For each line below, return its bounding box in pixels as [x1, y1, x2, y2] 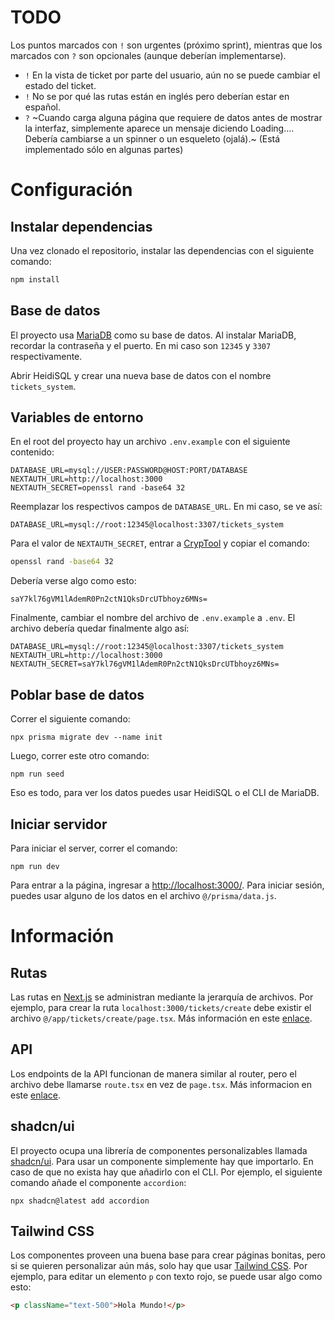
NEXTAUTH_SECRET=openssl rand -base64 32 [10, 483, 186, 493]
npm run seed [10, 769, 65, 780]
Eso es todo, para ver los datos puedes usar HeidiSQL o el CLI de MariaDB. [10, 787, 320, 799]
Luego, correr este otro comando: [10, 750, 150, 762]
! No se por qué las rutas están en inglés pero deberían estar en [24, 90, 290, 102]
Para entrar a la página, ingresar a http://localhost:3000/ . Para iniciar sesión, [10, 879, 325, 891]
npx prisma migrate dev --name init [10, 732, 163, 743]
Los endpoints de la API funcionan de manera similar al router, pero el [10, 1067, 297, 1080]
